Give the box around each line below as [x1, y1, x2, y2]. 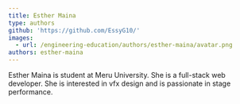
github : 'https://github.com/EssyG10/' [8, 26, 141, 34]
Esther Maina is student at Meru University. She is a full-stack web [8, 71, 226, 79]
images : [8, 33, 34, 42]
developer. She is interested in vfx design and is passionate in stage [8, 79, 231, 88]
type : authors [8, 19, 56, 27]
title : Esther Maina [8, 11, 77, 20]
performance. [8, 87, 53, 96]
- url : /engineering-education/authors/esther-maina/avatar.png [15, 41, 233, 49]
